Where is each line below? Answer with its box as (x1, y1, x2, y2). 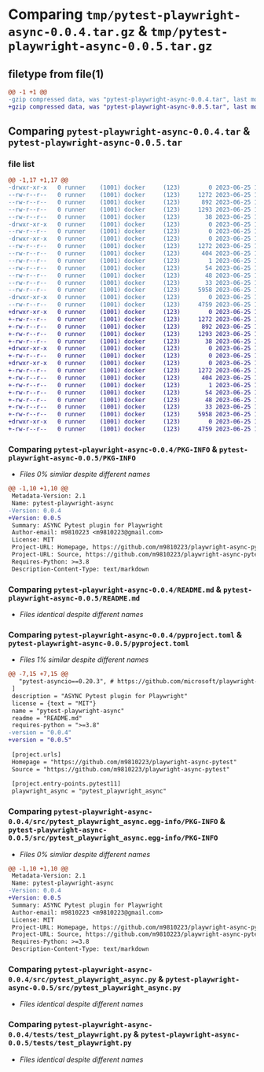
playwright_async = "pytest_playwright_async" (11, 787, 167, 796)
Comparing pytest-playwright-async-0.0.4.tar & (8, 124, 251, 139)
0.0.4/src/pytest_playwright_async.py (8, 974, 157, 984)
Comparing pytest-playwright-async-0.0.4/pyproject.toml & (8, 629, 242, 640)
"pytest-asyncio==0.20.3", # (18, 678, 114, 686)
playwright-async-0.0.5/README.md (8, 593, 140, 603)
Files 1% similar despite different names (19, 655, 149, 664)
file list (8, 158, 35, 169)
